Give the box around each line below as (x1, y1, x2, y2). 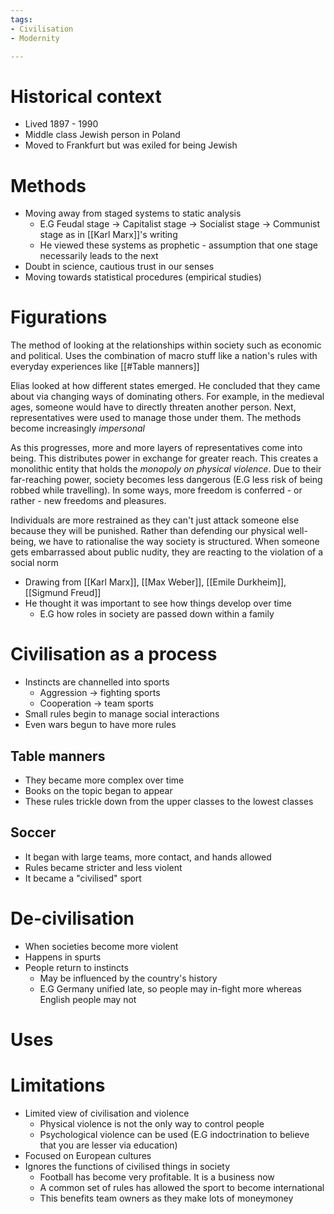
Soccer (10, 824, 57, 841)
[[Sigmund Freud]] (24, 587, 102, 599)
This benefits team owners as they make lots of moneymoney (39, 1192, 294, 1204)
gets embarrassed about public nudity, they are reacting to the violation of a (10, 546, 324, 558)
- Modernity (10, 33, 60, 43)
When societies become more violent (24, 940, 179, 952)
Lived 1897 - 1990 (24, 118, 99, 130)
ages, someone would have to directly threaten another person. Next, (10, 401, 297, 413)
